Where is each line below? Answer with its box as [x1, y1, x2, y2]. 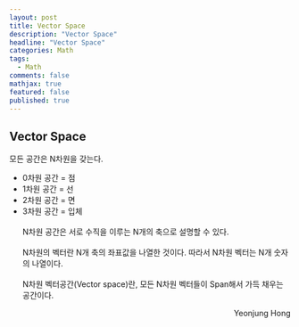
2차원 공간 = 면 [21, 195, 76, 206]
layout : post [9, 12, 58, 22]
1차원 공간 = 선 [21, 184, 74, 194]
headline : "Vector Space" [9, 37, 105, 47]
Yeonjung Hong [233, 308, 291, 319]
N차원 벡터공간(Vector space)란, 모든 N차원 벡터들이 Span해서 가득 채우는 [21, 279, 284, 290]
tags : [9, 54, 29, 63]
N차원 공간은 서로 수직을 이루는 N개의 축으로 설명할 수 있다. [21, 226, 229, 237]
